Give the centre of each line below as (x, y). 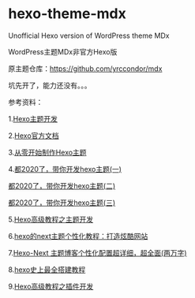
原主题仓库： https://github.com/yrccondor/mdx (85, 69)
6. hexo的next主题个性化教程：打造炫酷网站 (78, 236)
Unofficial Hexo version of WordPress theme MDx (89, 35)
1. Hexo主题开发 (33, 118)
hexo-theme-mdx (67, 14)
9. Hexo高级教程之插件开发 (51, 286)
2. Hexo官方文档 (34, 136)
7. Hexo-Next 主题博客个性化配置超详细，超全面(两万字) (97, 252)
